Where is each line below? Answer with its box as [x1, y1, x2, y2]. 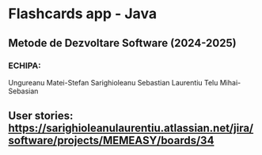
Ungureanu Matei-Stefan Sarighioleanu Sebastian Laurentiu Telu [8, 77, 218, 87]
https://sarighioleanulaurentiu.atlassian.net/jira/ [8, 122, 254, 135]
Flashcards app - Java [8, 5, 157, 23]
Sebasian [8, 86, 39, 96]
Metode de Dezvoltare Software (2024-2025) [8, 36, 237, 50]
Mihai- [219, 77, 241, 87]
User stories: [8, 109, 74, 123]
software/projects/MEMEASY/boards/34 [8, 134, 215, 147]
